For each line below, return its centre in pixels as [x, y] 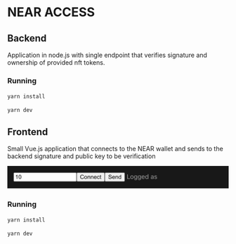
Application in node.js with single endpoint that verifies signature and [107, 55]
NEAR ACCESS [51, 12]
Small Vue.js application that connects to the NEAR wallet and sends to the [115, 149]
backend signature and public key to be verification [81, 156]
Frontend [28, 132]
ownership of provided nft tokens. [56, 63]
